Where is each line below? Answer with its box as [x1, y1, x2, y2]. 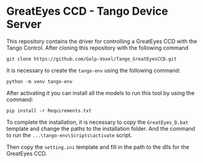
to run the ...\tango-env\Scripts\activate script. [6, 131, 132, 138]
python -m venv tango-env [6, 78, 72, 85]
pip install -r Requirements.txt [6, 107, 92, 114]
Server [6, 17, 42, 31]
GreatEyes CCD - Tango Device [6, 4, 169, 18]
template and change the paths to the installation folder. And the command [6, 124, 195, 132]
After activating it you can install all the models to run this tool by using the [6, 89, 195, 96]
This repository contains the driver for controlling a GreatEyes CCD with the [6, 37, 197, 45]
